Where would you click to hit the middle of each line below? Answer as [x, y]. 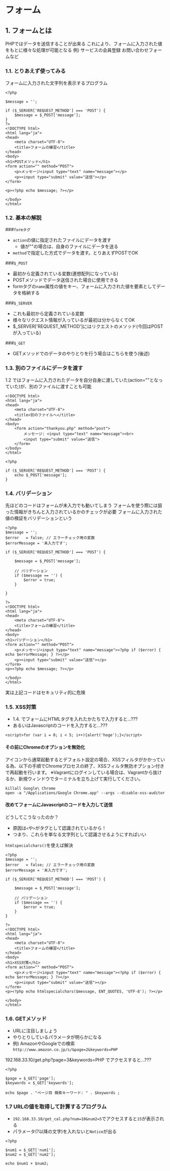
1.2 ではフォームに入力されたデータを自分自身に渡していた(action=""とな [82, 380]
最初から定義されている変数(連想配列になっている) [65, 273]
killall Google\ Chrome [31, 788]
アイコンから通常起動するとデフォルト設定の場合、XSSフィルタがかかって [83, 759]
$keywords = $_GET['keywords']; [39, 1083]
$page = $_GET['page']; [31, 1079]
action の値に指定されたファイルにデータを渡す [62, 240]
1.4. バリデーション [29, 493]
